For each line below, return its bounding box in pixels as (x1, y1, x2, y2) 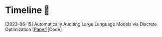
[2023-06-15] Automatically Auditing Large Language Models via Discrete (5, 21, 157, 27)
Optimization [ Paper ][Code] (5, 26, 62, 32)
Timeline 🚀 (5, 4, 50, 16)
